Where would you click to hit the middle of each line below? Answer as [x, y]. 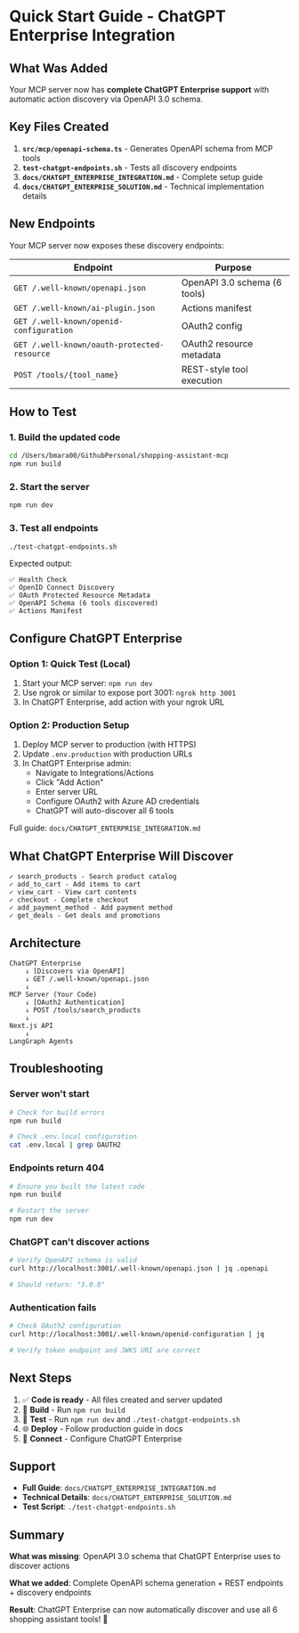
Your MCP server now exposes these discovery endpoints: [117, 245]
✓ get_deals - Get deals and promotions [85, 916]
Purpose [233, 267]
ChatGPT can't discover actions [79, 1242]
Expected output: [41, 564]
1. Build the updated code [65, 437]
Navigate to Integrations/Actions [94, 773]
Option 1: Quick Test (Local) [70, 664]
